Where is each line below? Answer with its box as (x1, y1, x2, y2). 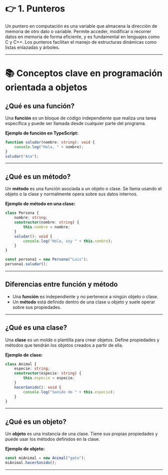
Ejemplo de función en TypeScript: (5, 130, 79, 136)
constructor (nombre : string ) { (14, 220, 79, 225)
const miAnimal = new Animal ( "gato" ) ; (5, 455, 86, 461)
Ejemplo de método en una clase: (5, 201, 76, 207)
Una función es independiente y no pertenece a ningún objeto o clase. (12, 293, 158, 299)
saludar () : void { (14, 233, 52, 239)
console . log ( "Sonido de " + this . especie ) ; (23, 389, 115, 395)
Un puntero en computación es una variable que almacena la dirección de (5, 23, 157, 29)
